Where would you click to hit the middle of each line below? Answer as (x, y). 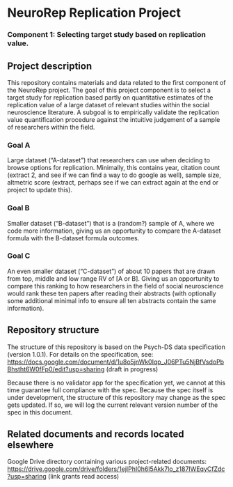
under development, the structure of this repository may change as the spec (116, 397)
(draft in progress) (132, 369)
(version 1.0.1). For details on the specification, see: (80, 354)
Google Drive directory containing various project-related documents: (107, 462)
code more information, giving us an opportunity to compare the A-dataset (114, 231)
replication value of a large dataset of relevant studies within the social (109, 105)
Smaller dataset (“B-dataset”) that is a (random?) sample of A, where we (111, 223)
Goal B (18, 208)
